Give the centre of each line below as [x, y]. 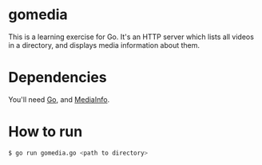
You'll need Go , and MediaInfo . [59, 99]
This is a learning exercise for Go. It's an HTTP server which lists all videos [131, 37]
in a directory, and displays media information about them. [104, 45]
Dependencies [58, 78]
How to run [46, 132]
